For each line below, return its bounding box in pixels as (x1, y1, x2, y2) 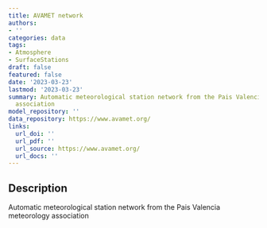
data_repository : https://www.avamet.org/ (8, 115, 151, 123)
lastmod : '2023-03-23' (8, 85, 83, 94)
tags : (8, 41, 26, 49)
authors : (8, 19, 37, 27)
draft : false (8, 64, 52, 71)
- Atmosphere (8, 48, 52, 56)
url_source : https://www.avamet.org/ (15, 145, 141, 153)
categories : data (8, 33, 66, 42)
